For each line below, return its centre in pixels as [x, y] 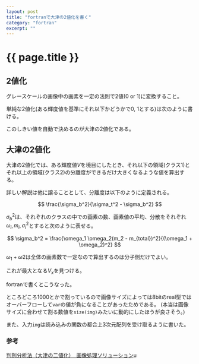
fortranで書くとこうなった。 [41, 284]
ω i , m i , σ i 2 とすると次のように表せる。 [51, 226]
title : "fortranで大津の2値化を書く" [49, 17]
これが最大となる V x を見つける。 [45, 271]
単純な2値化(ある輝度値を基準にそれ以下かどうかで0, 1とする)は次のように [97, 109]
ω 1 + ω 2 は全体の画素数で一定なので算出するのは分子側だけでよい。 [89, 257]
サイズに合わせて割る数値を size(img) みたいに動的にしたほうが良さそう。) [96, 312]
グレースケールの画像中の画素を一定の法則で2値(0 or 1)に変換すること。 [94, 96]
